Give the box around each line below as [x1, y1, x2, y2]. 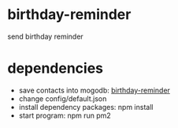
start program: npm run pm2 [18, 111, 111, 120]
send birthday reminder [7, 32, 83, 41]
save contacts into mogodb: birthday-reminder [18, 85, 171, 95]
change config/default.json [18, 93, 107, 104]
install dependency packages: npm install [18, 102, 154, 111]
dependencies [7, 59, 104, 77]
